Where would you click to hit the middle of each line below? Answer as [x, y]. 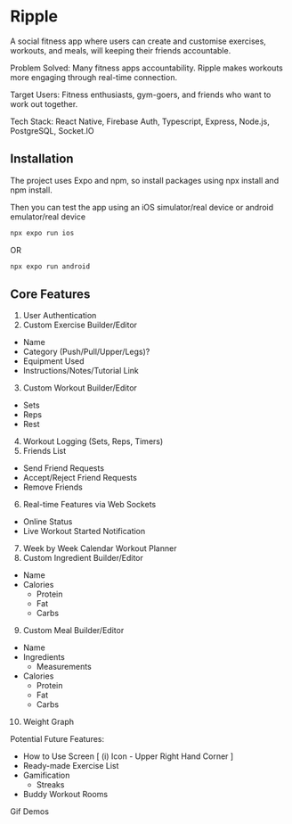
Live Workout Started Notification [84, 531]
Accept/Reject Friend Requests [80, 478]
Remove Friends [53, 487]
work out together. [44, 103]
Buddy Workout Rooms [65, 795]
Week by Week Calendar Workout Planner [100, 548]
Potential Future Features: [57, 739]
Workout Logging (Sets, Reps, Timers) [93, 441]
